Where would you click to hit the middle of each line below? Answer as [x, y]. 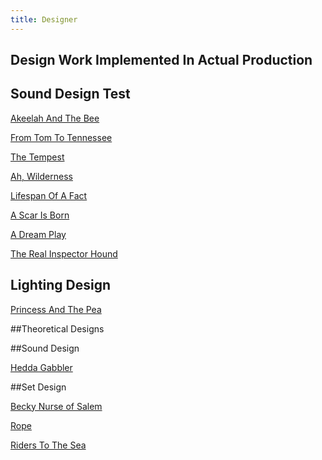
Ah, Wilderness [41, 176]
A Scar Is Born [40, 215]
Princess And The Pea [56, 309]
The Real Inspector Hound [64, 253]
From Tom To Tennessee [61, 137]
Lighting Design [61, 285]
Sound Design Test [70, 94]
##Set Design [38, 387]
